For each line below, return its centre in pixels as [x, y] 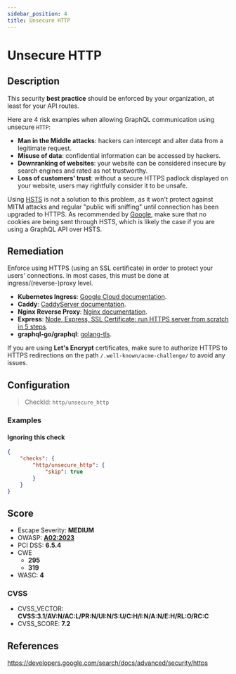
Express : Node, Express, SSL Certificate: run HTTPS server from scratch [123, 319]
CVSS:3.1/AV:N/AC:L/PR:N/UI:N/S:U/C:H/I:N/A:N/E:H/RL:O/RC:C [113, 616]
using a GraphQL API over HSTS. [55, 229]
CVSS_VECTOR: [40, 609]
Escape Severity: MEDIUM [56, 530]
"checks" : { [37, 459]
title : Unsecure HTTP [39, 20]
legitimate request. [45, 148]
